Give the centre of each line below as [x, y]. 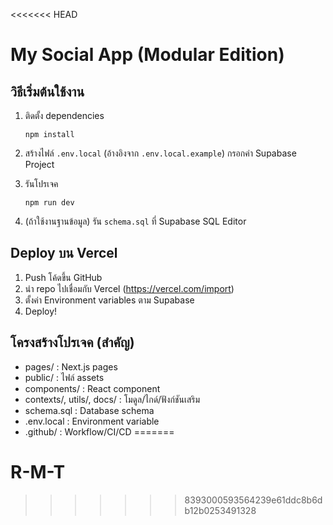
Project [39, 164]
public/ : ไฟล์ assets [64, 377]
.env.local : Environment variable [92, 421]
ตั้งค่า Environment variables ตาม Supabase [109, 300]
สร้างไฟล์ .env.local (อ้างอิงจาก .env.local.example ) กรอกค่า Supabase [160, 153]
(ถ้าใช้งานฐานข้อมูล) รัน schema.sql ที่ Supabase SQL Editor [135, 221]
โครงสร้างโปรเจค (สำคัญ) [72, 342]
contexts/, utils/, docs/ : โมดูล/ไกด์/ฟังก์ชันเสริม [112, 399]
